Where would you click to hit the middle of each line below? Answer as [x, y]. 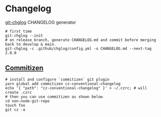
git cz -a [15, 110]
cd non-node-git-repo [27, 101]
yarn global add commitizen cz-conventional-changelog [63, 84]
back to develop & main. [31, 44]
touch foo [15, 105]
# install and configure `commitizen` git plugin [57, 79]
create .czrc [19, 92]
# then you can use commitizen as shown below [54, 97]
